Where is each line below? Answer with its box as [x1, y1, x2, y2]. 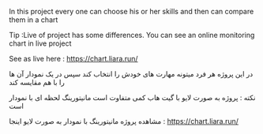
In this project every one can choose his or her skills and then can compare [9, 7, 254, 16]
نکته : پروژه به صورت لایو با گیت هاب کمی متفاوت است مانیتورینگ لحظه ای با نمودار [9, 93, 256, 102]
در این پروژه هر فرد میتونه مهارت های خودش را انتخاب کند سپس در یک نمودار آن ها [9, 69, 254, 78]
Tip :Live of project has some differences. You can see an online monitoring [9, 31, 255, 39]
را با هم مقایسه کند [9, 78, 66, 87]
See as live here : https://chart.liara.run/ [9, 54, 138, 63]
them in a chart [9, 15, 58, 24]
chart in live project [9, 39, 72, 48]
